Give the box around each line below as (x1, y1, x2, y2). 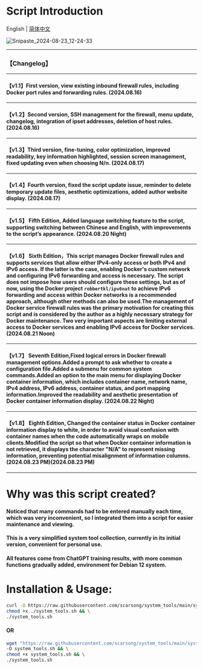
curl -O (6, 602, 26, 608)
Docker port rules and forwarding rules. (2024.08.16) (6, 89, 142, 96)
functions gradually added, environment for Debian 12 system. (6, 561, 167, 568)
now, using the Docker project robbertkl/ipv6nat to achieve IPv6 (6, 284, 171, 292)
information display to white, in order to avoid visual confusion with (6, 426, 179, 434)
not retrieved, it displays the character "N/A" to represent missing (6, 446, 175, 453)
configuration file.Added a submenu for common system (6, 365, 152, 372)
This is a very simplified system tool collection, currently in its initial (6, 534, 181, 542)
